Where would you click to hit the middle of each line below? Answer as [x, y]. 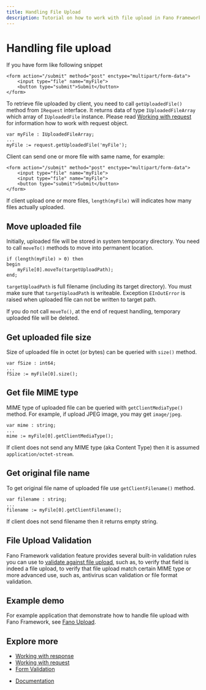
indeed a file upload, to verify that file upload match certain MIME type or [99, 569]
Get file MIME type [42, 393]
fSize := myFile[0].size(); [42, 374]
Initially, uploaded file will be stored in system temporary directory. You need [103, 241]
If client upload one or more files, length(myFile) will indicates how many [99, 201]
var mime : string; [31, 425]
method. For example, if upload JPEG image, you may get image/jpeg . [94, 414]
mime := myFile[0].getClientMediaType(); [60, 436]
